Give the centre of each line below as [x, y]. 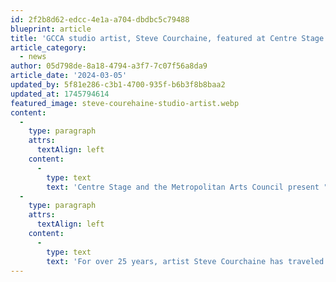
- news [33, 57]
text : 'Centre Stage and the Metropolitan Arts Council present [183, 187]
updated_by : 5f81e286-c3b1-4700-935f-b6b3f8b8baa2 [118, 85]
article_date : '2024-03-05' [69, 76]
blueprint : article [51, 29]
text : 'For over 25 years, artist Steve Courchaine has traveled [185, 261]
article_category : [48, 47]
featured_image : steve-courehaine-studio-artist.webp [125, 103]
